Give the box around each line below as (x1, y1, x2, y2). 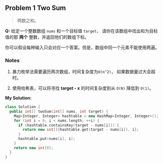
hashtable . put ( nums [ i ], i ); (18, 137, 76, 141)
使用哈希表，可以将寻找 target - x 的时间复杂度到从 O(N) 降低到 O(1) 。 (12, 85, 154, 91)
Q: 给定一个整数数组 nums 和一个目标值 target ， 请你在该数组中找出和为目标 (5, 28, 158, 34)
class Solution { (5, 105, 41, 110)
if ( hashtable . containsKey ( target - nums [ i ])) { (18, 122, 119, 128)
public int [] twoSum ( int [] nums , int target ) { (9, 109, 109, 114)
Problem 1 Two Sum (5, 4, 66, 12)
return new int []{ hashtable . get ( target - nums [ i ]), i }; (23, 127, 139, 132)
